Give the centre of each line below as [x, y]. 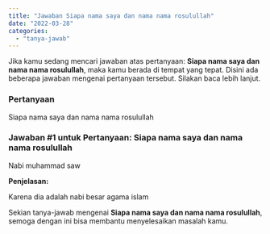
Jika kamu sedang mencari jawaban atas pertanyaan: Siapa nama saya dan [134, 61]
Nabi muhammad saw [44, 165]
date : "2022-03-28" [41, 23]
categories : [28, 31]
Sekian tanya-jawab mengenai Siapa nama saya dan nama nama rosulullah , [135, 212]
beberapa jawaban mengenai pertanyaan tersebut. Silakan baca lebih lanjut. [135, 78]
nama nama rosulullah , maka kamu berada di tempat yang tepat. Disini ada [133, 70]
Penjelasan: [29, 181]
